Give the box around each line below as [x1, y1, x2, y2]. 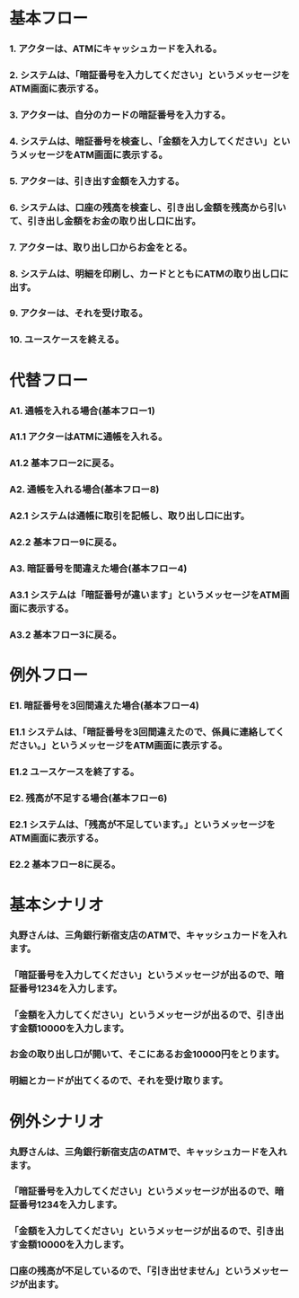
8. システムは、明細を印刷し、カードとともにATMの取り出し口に [9, 267, 289, 279]
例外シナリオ [9, 1111, 105, 1132]
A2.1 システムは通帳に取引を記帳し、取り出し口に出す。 [9, 509, 250, 522]
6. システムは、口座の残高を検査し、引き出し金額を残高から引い [9, 201, 286, 214]
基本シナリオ [9, 895, 105, 914]
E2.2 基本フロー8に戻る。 [9, 858, 121, 870]
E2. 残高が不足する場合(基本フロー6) [9, 791, 168, 804]
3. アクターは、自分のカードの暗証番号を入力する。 [9, 109, 231, 121]
